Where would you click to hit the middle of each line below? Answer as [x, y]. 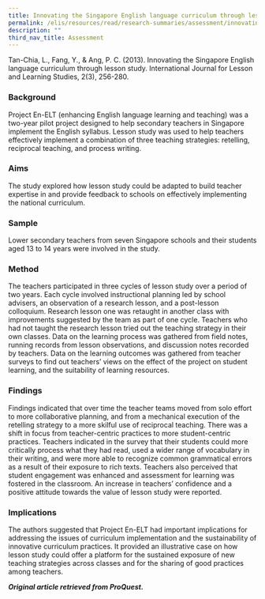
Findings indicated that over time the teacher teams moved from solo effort [130, 408]
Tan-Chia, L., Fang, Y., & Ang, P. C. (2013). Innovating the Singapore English [131, 60]
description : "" [35, 30]
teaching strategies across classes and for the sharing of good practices [126, 563]
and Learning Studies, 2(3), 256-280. [69, 77]
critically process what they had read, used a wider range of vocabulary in [129, 450]
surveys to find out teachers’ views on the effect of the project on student [128, 362]
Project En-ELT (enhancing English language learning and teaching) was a [128, 115]
